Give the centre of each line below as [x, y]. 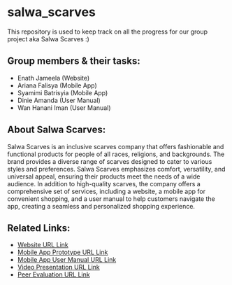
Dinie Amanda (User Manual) [59, 100]
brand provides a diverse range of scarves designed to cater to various [110, 161]
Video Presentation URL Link [58, 267]
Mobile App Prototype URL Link [63, 252]
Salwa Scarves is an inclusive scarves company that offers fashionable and [116, 146]
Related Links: [39, 228]
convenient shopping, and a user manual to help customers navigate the [111, 199]
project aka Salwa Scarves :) [48, 39]
